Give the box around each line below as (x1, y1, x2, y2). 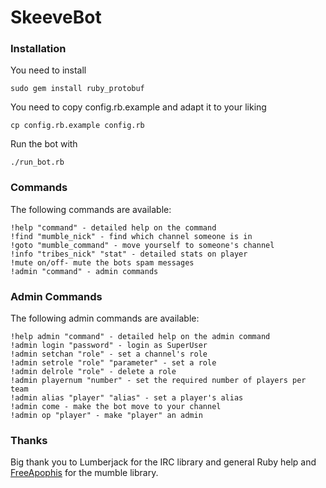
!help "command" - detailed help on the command (10, 222, 217, 233)
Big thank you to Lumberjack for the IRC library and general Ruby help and (10, 456, 317, 468)
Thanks (10, 434, 48, 447)
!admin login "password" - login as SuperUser (10, 341, 208, 351)
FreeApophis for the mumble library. (10, 467, 159, 479)
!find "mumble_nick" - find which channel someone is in (10, 231, 253, 241)
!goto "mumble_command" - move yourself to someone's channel (10, 240, 275, 250)
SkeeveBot (10, 6, 102, 29)
